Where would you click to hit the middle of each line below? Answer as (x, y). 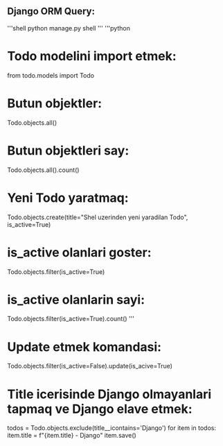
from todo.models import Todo (51, 75)
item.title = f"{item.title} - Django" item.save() (72, 436)
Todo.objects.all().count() (43, 170)
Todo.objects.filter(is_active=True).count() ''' (71, 319)
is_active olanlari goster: (79, 252)
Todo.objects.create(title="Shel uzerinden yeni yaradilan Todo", (98, 217)
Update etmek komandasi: (84, 347)
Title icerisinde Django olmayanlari (109, 394)
